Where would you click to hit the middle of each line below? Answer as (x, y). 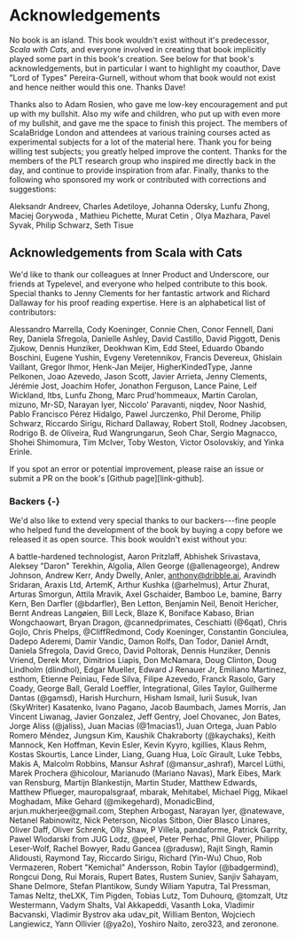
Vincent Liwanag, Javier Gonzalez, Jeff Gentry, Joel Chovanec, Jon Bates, (145, 717)
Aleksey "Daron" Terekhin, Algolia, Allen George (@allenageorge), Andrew (145, 566)
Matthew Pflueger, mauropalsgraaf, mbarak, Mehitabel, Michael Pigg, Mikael (148, 792)
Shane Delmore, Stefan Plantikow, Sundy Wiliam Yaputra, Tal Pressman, (140, 887)
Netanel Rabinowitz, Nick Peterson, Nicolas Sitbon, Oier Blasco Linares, (140, 820)
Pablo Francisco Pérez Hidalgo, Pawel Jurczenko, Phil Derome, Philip (135, 414)
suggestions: (33, 189)
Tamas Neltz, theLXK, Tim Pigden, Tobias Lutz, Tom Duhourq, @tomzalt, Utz (148, 895)
